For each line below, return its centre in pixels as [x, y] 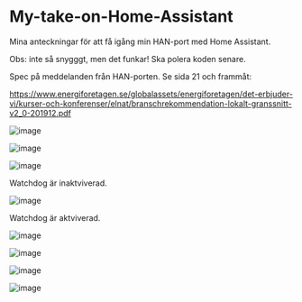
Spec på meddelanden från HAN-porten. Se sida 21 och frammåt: [131, 76]
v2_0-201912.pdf [41, 113]
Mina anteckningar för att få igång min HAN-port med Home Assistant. [140, 41]
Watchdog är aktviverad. [55, 217]
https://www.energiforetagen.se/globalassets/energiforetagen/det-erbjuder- [151, 94]
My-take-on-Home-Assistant [121, 17]
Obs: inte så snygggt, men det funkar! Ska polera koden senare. [128, 59]
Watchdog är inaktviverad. [59, 183]
